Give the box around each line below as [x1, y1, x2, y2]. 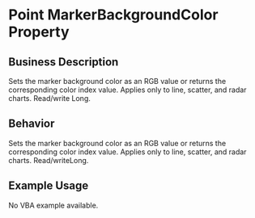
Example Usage [8, 179, 89, 193]
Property [8, 23, 70, 41]
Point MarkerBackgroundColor [8, 6, 219, 24]
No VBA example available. [8, 200, 99, 210]
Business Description [8, 55, 119, 69]
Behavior [8, 117, 55, 131]
